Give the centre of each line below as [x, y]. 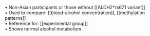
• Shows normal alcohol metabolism [43, 29]
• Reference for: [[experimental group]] [46, 23]
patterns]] [15, 18]
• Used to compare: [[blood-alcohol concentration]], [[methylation [75, 13]
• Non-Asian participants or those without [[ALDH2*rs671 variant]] [75, 7]
